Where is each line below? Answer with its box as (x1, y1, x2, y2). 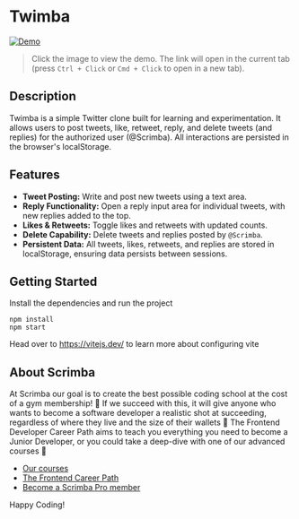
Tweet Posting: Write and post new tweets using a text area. (22, 191, 247, 202)
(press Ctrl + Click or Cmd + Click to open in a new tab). (31, 63, 245, 74)
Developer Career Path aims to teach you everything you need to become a (9, 427, 289, 437)
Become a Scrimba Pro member (22, 482, 141, 493)
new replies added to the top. (22, 210, 132, 221)
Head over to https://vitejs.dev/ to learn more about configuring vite (9, 339, 259, 350)
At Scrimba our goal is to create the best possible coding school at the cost (9, 388, 288, 400)
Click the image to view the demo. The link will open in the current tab (31, 53, 290, 64)
